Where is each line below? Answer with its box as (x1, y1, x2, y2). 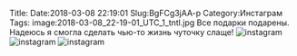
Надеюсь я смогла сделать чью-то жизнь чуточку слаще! (9, 27, 234, 37)
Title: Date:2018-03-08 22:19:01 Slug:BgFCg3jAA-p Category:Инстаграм (9, 8, 283, 18)
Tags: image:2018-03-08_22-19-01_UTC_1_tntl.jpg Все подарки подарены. (9, 17, 290, 28)
